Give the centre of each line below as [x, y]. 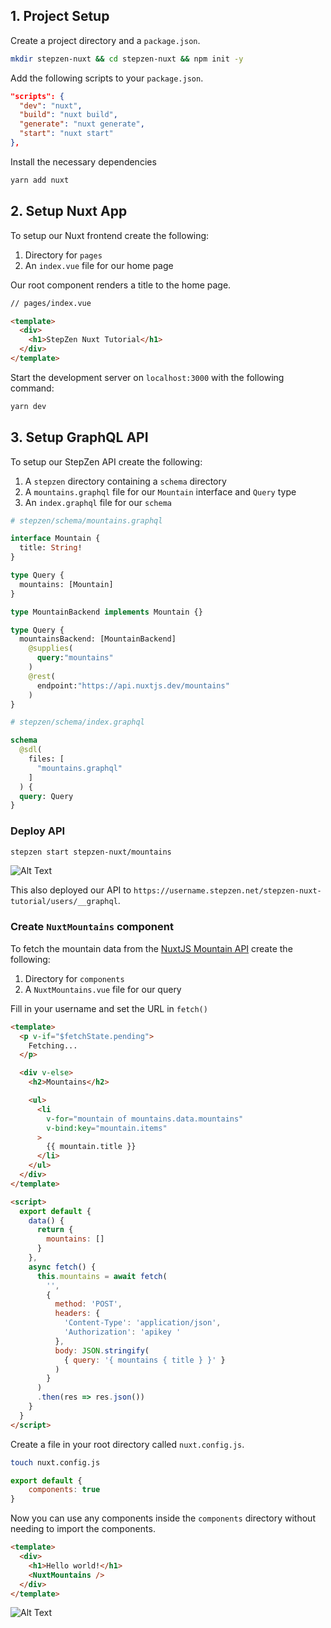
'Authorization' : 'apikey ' [122, 1332]
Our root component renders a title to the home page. [121, 285]
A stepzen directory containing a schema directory [125, 481]
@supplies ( [51, 649]
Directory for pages [63, 255]
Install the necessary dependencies [83, 161]
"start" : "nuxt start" [66, 134]
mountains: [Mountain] [66, 584]
